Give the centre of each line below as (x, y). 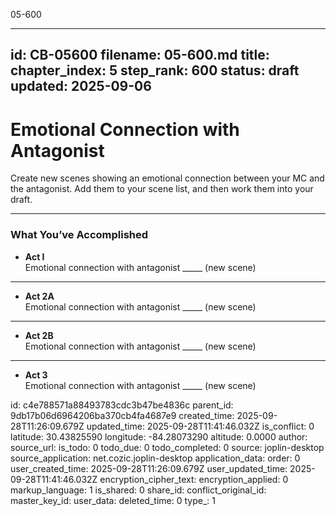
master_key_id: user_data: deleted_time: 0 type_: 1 (113, 500)
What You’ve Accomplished (79, 235)
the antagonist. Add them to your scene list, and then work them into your (162, 189)
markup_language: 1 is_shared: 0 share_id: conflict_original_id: (138, 490)
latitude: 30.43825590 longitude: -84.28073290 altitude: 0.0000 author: (159, 436)
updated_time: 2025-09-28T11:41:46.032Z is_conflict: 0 (200, 426)
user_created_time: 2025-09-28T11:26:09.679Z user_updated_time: (149, 468)
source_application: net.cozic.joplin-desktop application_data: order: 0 (155, 458)
